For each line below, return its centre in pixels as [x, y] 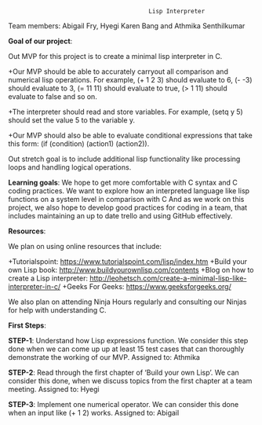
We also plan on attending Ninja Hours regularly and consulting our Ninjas [127, 302]
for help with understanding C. [58, 310]
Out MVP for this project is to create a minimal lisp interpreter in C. [115, 56]
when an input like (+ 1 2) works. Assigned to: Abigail [94, 413]
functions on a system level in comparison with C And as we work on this [126, 199]
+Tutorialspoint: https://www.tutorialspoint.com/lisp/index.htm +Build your [128, 262]
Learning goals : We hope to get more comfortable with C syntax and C [123, 182]
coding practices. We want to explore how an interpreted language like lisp [129, 191]
